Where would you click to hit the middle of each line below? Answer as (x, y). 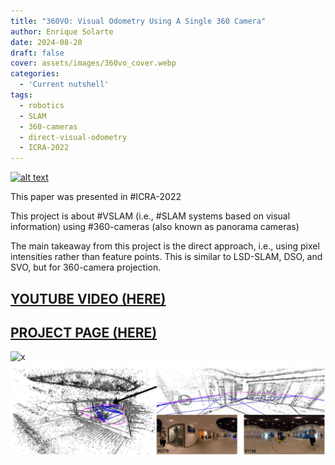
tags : (21, 95)
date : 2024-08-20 (46, 42)
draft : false (37, 53)
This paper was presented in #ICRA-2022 (96, 197)
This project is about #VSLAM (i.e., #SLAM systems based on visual (150, 216)
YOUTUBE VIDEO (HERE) (88, 298)
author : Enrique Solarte (62, 31)
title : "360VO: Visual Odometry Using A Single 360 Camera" (138, 21)
